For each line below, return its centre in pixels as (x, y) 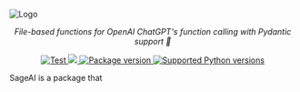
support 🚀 (153, 41)
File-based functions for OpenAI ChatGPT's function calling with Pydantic (153, 31)
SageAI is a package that (56, 78)
